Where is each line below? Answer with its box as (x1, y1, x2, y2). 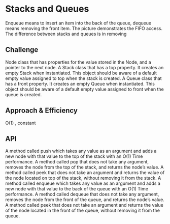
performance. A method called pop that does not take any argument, (5, 159, 149, 165)
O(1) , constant (5, 120, 36, 126)
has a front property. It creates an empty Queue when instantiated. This (5, 80, 155, 87)
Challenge (5, 45, 39, 54)
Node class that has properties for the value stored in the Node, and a (5, 59, 151, 65)
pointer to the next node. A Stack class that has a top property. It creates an (5, 64, 164, 70)
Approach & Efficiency (5, 106, 78, 115)
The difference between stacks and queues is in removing (5, 31, 127, 37)
